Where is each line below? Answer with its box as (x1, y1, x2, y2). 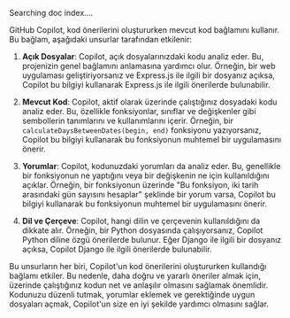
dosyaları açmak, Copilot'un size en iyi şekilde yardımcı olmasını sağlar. (9, 299, 270, 309)
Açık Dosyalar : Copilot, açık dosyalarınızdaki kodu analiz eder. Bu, (21, 51, 264, 61)
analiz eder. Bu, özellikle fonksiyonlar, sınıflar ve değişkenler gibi (21, 106, 256, 116)
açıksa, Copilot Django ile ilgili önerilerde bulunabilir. (21, 244, 212, 254)
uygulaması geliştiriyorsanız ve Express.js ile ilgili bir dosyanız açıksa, (21, 70, 276, 81)
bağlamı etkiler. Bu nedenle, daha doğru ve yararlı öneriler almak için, (9, 270, 261, 281)
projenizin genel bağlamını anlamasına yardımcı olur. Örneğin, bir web (21, 61, 276, 71)
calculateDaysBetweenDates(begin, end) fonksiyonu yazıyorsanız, (21, 125, 262, 136)
